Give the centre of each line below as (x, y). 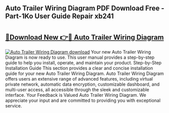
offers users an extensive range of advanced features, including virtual (79, 79)
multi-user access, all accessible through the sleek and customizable (77, 90)
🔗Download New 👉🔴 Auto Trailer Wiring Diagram (85, 37)
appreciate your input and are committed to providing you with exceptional (83, 100)
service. (14, 106)
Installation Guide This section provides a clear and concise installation (79, 68)
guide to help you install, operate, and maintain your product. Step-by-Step (83, 63)
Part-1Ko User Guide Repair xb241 (59, 16)
